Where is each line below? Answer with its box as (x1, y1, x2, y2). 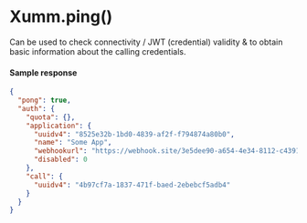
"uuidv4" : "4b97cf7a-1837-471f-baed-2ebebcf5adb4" (33, 180, 231, 189)
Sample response (9, 66, 78, 78)
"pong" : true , (17, 96, 71, 106)
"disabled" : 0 (33, 155, 89, 165)
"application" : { (26, 121, 92, 130)
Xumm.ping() (9, 6, 113, 27)
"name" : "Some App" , (33, 138, 112, 147)
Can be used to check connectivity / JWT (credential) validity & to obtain (9, 36, 283, 47)
